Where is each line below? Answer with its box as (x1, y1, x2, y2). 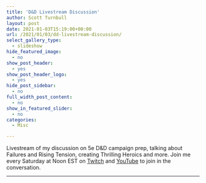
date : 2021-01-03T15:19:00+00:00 (6, 26, 92, 32)
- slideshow (12, 43, 43, 49)
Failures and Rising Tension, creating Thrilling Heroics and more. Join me (6, 151, 191, 159)
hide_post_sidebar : (6, 83, 56, 89)
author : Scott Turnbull (6, 15, 67, 21)
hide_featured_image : (6, 49, 62, 55)
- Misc (12, 123, 29, 129)
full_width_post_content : (6, 94, 72, 100)
